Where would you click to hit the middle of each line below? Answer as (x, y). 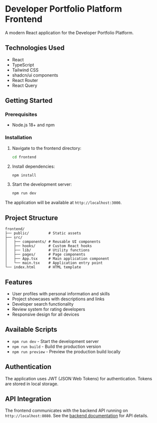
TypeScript (23, 65)
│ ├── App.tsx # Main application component (57, 259)
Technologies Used (35, 48)
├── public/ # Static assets (43, 233)
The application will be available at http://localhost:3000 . (63, 203)
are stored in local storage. (32, 384)
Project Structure (31, 218)
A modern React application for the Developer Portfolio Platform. (69, 33)
